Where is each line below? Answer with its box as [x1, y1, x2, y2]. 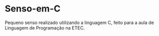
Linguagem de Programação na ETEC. [5, 24, 85, 30]
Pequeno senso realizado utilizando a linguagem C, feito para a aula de [5, 19, 154, 25]
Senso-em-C [5, 3, 61, 14]
